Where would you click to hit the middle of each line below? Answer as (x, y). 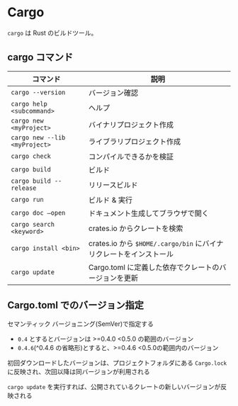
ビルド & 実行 (110, 200)
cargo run (27, 199)
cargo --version (38, 92)
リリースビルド (113, 185)
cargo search (33, 224)
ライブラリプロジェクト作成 (135, 141)
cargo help (29, 104)
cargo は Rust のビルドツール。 (52, 33)
